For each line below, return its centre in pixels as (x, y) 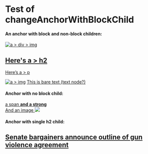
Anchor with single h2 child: (35, 122)
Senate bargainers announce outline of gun (74, 137)
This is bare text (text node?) (56, 82)
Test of (20, 9)
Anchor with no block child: (34, 93)
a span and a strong (26, 104)
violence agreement (37, 145)
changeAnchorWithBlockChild (70, 20)
